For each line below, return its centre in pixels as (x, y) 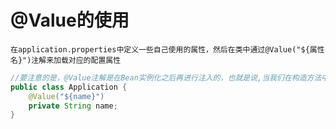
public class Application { (69, 87)
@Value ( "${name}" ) (66, 96)
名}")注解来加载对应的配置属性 (66, 60)
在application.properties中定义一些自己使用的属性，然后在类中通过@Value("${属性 (167, 49)
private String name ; (73, 106)
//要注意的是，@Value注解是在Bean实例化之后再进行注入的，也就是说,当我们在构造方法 (166, 77)
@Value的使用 (70, 20)
